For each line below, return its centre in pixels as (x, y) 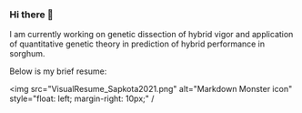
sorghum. (27, 54)
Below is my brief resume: (58, 71)
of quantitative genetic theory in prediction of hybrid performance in (137, 44)
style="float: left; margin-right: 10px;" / (82, 98)
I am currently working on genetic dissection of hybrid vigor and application (151, 35)
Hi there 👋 (32, 15)
